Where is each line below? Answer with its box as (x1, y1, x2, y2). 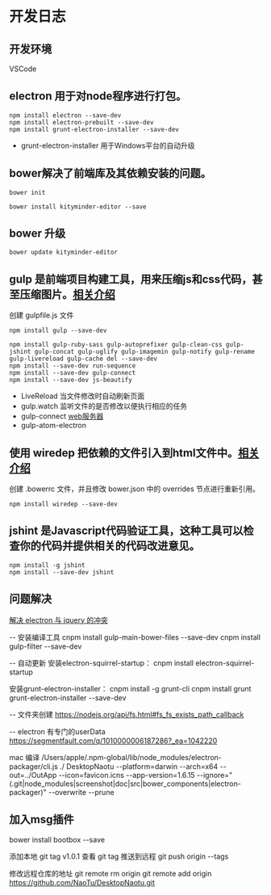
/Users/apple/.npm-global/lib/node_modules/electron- (40, 752, 223, 762)
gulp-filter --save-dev (9, 641, 82, 651)
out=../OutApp (9, 770, 57, 779)
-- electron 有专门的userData (9, 726, 106, 736)
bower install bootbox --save (9, 834, 106, 844)
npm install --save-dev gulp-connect (9, 369, 136, 377)
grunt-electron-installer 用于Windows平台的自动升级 (20, 141, 196, 150)
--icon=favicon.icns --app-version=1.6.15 (58, 770, 196, 779)
